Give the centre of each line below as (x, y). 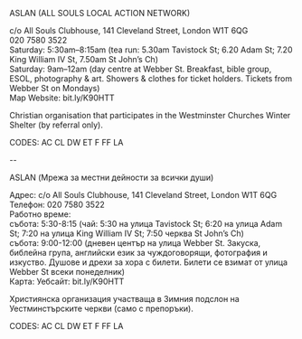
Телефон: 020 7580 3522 (57, 204)
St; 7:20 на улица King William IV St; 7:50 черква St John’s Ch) (127, 233)
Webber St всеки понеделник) (67, 272)
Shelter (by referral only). (57, 125)
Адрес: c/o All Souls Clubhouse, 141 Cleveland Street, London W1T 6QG (143, 195)
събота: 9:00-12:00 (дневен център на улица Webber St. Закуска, (135, 243)
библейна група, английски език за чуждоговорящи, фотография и (139, 253)
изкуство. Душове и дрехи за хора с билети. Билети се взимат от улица (148, 262)
